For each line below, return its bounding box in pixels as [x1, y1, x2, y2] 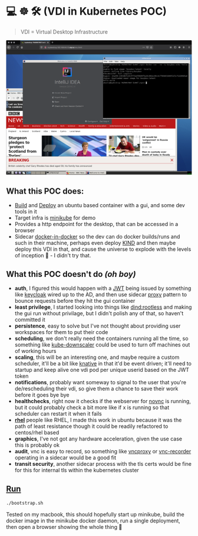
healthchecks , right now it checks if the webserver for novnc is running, [14, 398, 192, 405]
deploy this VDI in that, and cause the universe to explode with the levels [14, 246, 192, 253]
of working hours [14, 348, 57, 355]
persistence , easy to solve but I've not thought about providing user [14, 322, 181, 329]
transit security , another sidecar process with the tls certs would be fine [14, 460, 192, 468]
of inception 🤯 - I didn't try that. [14, 252, 91, 259]
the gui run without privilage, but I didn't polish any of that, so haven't [14, 310, 184, 317]
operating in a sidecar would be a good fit [14, 454, 117, 461]
